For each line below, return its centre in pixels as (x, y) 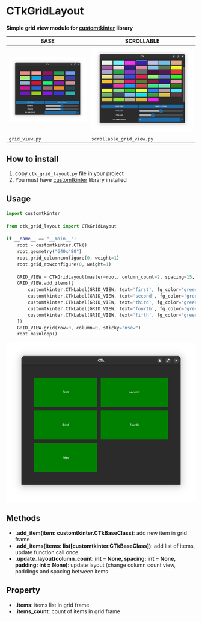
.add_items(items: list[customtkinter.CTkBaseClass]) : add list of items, (105, 546)
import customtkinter (33, 213)
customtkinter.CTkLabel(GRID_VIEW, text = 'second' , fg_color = (106, 296)
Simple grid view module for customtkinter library (70, 28)
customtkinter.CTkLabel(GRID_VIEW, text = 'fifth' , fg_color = (105, 315)
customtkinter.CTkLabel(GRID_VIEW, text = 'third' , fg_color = (105, 302)
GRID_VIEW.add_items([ (45, 283)
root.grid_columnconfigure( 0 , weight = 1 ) (68, 258)
